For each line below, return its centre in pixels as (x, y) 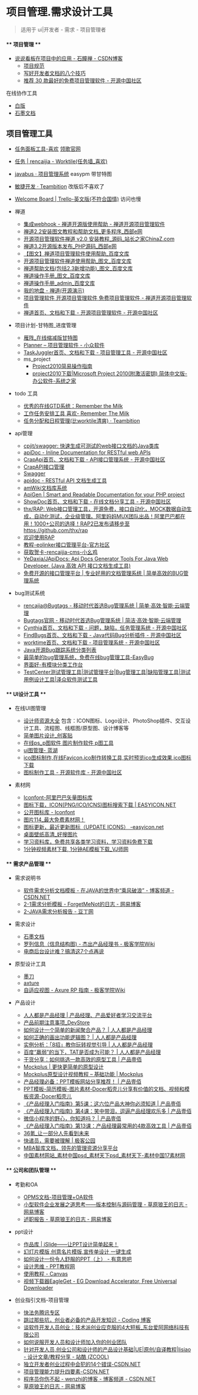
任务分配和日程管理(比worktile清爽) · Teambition (82, 420)
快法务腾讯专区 (42, 1312)
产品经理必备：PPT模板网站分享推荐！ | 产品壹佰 (82, 1082)
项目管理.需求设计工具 (60, 12)
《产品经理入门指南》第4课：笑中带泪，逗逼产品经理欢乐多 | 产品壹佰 (108, 1111)
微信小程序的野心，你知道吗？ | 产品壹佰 (72, 1119)
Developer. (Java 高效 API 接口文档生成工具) (77, 566)
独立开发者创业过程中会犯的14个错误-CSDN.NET (82, 1364)
